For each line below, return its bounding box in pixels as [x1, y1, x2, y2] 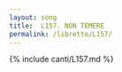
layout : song [9, 12, 57, 22]
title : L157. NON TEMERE [9, 21, 104, 30]
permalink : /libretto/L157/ [9, 29, 113, 38]
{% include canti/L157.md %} [9, 54, 114, 65]
